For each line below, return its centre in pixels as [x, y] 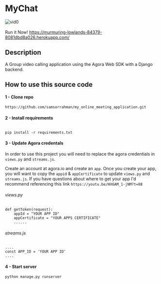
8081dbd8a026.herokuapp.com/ [37, 37]
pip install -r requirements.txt [39, 132]
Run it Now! [16, 32]
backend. [14, 69]
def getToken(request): [29, 209]
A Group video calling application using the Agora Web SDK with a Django [79, 64]
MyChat [21, 8]
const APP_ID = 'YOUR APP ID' [36, 252]
